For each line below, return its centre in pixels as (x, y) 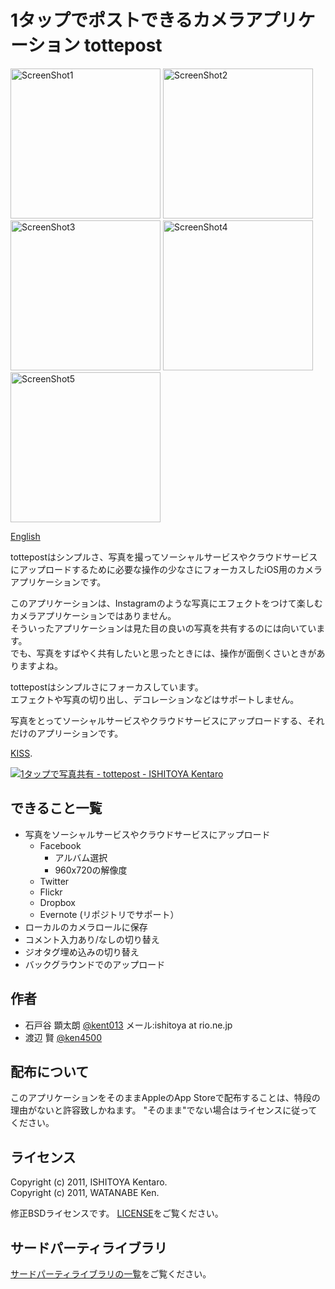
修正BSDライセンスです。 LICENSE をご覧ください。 (117, 1213)
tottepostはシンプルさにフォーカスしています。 (107, 687)
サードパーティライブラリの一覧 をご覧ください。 (111, 1274)
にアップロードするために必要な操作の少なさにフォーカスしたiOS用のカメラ (166, 569)
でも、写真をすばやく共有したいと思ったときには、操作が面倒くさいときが (163, 653)
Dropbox (57, 902)
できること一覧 (56, 808)
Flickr (51, 892)
